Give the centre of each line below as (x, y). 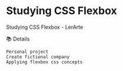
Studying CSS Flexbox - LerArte (45, 27)
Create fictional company (38, 57)
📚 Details (18, 39)
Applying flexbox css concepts (44, 62)
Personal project (27, 52)
